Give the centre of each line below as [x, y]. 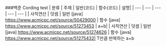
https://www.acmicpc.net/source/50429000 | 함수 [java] [63, 20]
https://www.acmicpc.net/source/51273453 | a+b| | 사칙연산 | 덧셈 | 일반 [78, 26]
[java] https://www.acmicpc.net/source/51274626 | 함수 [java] [68, 32]
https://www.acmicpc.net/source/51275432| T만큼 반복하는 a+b [70, 38]
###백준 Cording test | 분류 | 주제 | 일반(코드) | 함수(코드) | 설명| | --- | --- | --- [83, 8]
